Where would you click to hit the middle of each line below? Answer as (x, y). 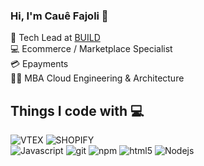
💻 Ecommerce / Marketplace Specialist (91, 49)
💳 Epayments (39, 64)
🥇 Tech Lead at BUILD (55, 38)
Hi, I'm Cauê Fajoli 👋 (59, 16)
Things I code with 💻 (77, 110)
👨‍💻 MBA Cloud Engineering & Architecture (97, 78)
